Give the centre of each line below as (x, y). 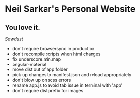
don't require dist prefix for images (48, 90)
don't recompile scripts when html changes (56, 54)
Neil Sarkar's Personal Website (70, 9)
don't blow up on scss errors (42, 80)
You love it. (23, 27)
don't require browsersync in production (53, 49)
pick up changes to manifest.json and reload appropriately (72, 75)
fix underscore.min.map (37, 59)
